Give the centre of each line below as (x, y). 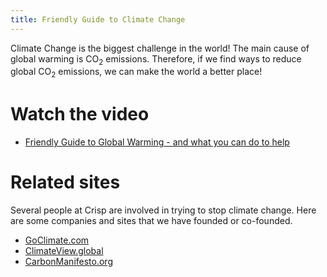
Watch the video (80, 114)
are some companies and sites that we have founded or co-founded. (151, 221)
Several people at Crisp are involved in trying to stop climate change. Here (163, 210)
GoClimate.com (57, 240)
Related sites (65, 182)
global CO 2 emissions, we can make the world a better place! (136, 73)
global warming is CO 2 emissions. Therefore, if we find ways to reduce (156, 59)
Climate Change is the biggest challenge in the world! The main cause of (160, 48)
